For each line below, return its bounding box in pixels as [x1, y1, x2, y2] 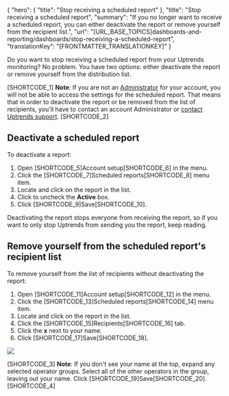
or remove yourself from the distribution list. [7, 70, 132, 78]
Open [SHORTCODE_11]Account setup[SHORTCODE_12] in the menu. [16, 290, 211, 298]
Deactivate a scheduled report [7, 132, 140, 144]
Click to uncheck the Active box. [16, 193, 110, 201]
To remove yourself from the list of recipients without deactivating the [7, 269, 204, 277]
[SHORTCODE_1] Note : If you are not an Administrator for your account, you [7, 84, 221, 91]
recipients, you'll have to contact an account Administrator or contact [7, 106, 203, 113]
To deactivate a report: [7, 150, 72, 158]
